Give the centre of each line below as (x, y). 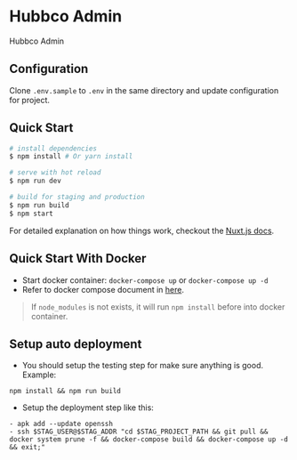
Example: (39, 375)
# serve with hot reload (55, 173)
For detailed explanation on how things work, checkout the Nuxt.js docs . (142, 230)
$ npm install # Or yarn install (71, 157)
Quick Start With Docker (78, 258)
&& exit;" (28, 448)
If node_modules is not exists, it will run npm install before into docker (158, 307)
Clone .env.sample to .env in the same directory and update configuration (144, 90)
